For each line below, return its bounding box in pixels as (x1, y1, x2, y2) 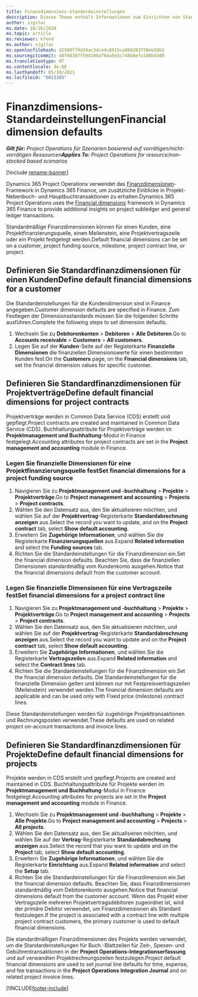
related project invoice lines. (6, 973, 75, 980)
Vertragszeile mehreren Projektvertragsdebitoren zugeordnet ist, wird (14, 899, 184, 906)
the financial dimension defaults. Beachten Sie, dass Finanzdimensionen (14, 880, 190, 888)
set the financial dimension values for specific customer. (14, 362, 152, 369)
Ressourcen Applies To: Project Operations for (32, 151, 146, 159)
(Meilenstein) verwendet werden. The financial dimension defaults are (14, 686, 183, 693)
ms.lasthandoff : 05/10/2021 (6, 69, 75, 75)
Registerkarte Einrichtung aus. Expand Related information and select (14, 862, 186, 869)
